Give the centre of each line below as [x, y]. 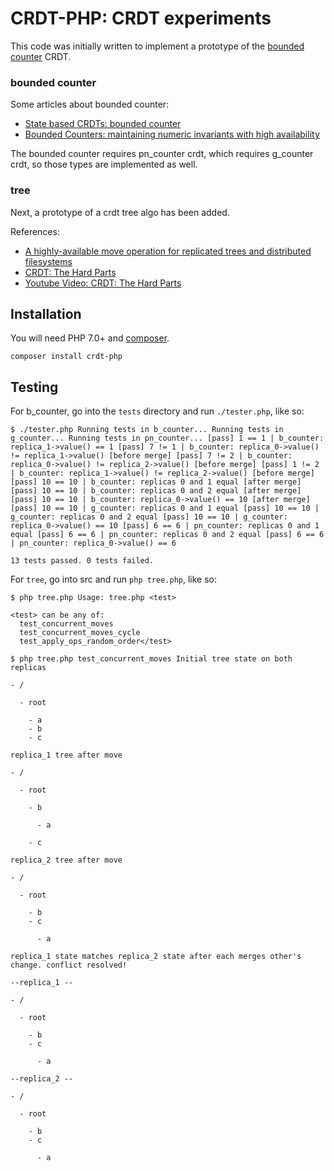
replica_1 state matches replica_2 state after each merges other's [156, 957]
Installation [46, 313]
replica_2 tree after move [66, 860]
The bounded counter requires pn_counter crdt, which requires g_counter [162, 154]
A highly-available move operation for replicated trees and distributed [168, 251]
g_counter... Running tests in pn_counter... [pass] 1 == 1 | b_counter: [167, 438]
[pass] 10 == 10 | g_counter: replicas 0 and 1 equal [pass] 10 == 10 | [165, 508]
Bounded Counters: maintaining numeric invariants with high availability [172, 134]
